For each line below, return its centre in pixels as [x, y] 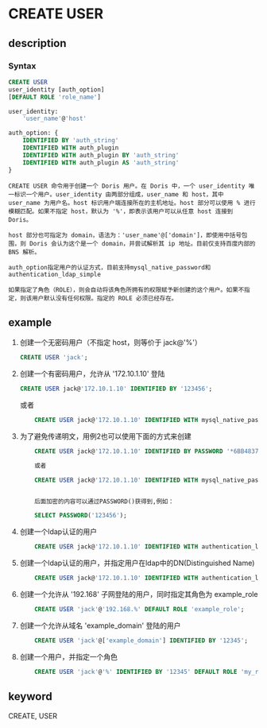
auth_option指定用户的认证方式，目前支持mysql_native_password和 [110, 267]
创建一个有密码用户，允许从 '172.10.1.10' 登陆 [92, 374]
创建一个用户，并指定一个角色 [68, 656]
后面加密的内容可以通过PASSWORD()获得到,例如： [104, 501]
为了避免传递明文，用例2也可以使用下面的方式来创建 [106, 436]
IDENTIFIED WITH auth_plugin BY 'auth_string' [101, 155]
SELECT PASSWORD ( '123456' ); [81, 516]
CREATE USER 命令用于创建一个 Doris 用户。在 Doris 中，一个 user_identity [127, 186]
